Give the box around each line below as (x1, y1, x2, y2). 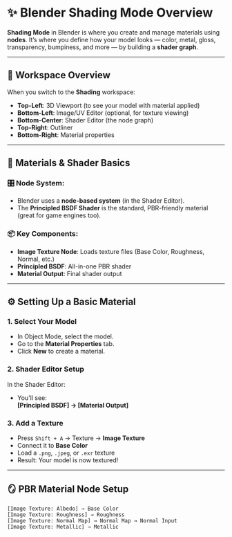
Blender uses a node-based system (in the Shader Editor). (17, 197, 185, 205)
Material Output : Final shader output (17, 269, 122, 277)
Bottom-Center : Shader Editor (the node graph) (17, 116, 154, 124)
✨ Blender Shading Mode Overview (7, 5, 213, 21)
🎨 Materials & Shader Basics (7, 157, 130, 169)
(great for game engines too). (17, 211, 101, 219)
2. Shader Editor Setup (7, 365, 85, 374)
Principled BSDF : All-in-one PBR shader (17, 262, 132, 271)
